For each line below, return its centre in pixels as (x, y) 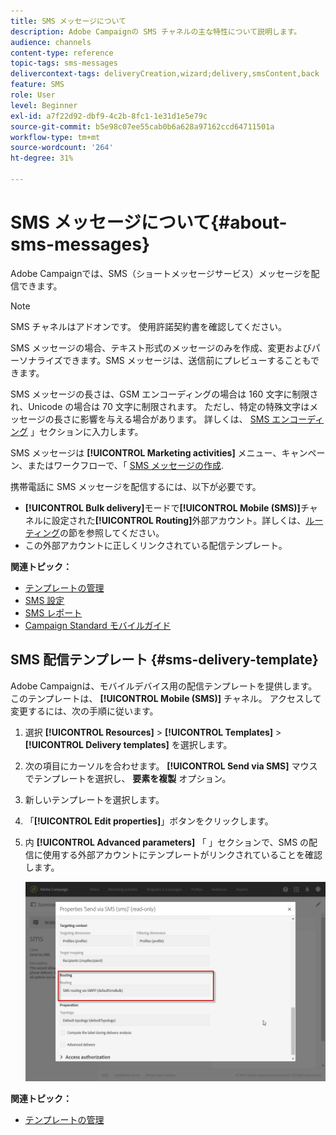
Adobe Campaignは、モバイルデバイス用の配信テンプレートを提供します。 (164, 686)
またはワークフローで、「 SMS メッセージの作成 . (126, 465)
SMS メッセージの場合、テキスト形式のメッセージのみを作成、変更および (161, 347)
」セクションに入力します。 (86, 431)
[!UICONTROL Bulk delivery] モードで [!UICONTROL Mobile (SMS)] (162, 507)
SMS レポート (53, 612)
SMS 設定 (44, 600)
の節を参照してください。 (112, 532)
